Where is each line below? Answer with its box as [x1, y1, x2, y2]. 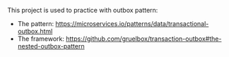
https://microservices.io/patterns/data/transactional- [55, 20, 209, 27]
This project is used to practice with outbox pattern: [7, 6, 158, 14]
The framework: [17, 34, 65, 43]
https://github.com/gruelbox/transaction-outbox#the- [66, 34, 222, 43]
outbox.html [17, 27, 53, 35]
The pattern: [17, 20, 54, 27]
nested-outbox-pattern [17, 42, 85, 50]
